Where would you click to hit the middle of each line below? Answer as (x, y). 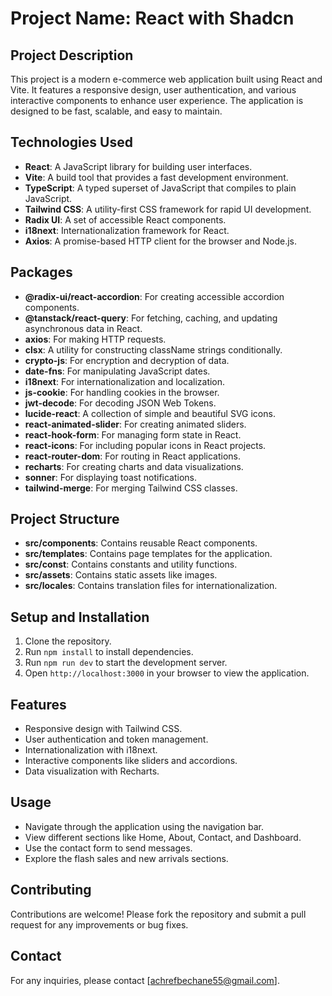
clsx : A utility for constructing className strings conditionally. (153, 349)
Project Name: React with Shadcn (152, 18)
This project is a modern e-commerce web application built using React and (166, 79)
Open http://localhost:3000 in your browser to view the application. (167, 673)
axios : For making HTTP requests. (95, 339)
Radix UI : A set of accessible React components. (125, 219)
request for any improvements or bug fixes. (99, 924)
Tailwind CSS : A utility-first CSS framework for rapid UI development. (168, 209)
